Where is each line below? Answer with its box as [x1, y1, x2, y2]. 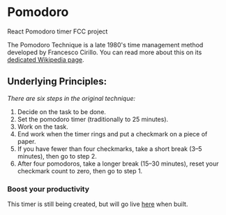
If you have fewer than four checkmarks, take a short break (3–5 [17, 144, 202, 153]
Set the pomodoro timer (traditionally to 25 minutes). [17, 115, 169, 123]
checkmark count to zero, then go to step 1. [17, 166, 143, 175]
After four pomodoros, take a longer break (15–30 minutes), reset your [17, 159, 219, 168]
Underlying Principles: [7, 76, 107, 88]
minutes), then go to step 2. [17, 152, 98, 160]
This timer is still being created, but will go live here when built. [7, 200, 188, 209]
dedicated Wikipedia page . [7, 55, 84, 63]
